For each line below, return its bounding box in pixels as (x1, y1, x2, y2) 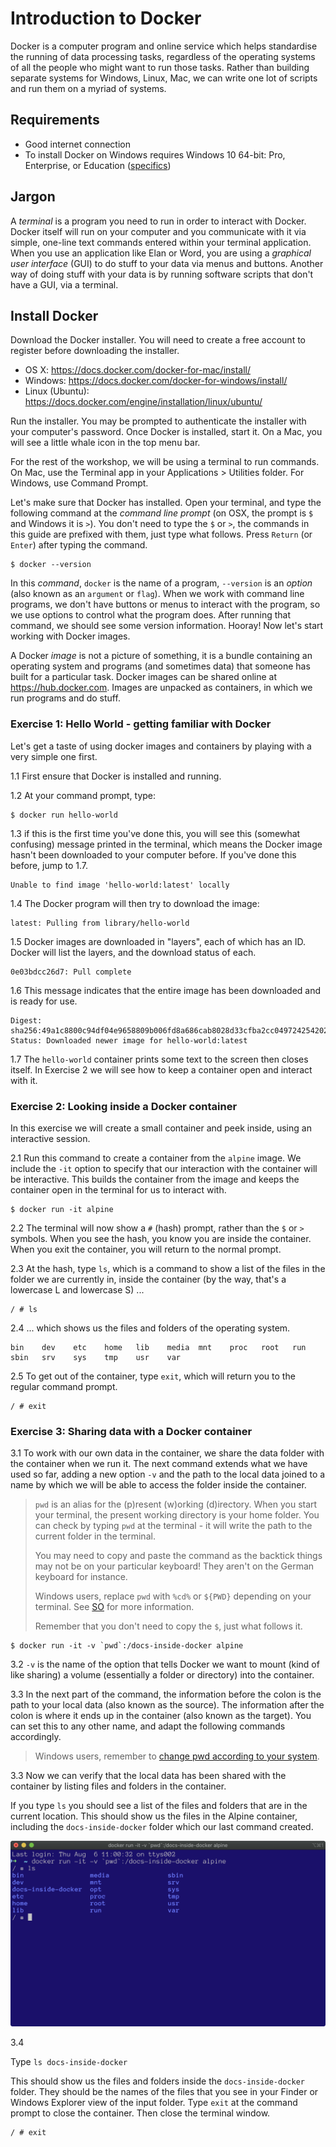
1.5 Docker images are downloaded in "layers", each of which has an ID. (10, 935, 307, 947)
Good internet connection (24, 138, 131, 150)
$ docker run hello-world (10, 810, 118, 820)
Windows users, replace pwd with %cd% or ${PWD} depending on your (34, 1590, 312, 1602)
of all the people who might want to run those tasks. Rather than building (10, 61, 310, 73)
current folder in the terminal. (34, 1530, 156, 1542)
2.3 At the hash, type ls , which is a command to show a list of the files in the (10, 1262, 326, 1274)
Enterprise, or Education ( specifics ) (24, 159, 172, 171)
